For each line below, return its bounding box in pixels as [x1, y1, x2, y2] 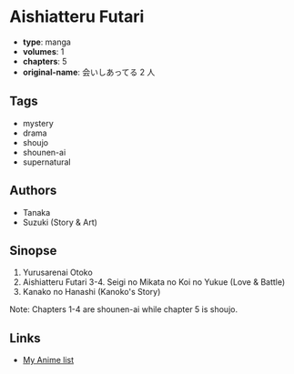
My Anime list [22, 355, 75, 366]
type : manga [22, 36, 71, 47]
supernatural [22, 157, 71, 167]
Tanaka [22, 207, 51, 217]
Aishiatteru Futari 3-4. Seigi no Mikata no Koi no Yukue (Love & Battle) [22, 277, 286, 288]
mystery [22, 117, 55, 128]
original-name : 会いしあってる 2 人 [22, 66, 156, 77]
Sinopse [9, 243, 57, 258]
